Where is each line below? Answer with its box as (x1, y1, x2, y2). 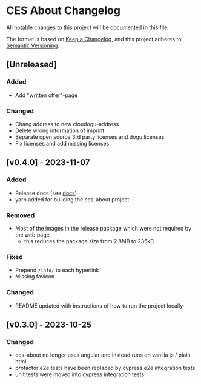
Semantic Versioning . (6, 42, 59, 49)
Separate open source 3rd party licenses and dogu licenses (15, 133, 165, 140)
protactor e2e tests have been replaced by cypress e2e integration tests (15, 365, 196, 372)
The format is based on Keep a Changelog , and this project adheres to (6, 35, 182, 42)
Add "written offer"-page (15, 92, 78, 99)
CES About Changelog (6, 4, 121, 18)
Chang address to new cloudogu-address (15, 120, 119, 127)
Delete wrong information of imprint (15, 127, 105, 134)
